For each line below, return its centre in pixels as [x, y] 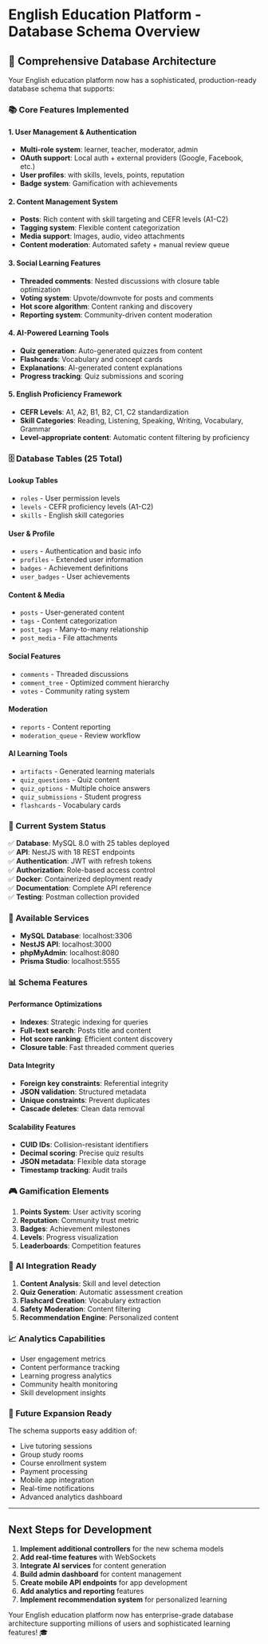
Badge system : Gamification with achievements [99, 183]
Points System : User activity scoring [80, 1211]
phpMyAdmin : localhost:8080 [69, 952]
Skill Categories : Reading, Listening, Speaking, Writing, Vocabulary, [132, 420]
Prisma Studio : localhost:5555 [70, 961]
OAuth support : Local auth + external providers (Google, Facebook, [132, 158]
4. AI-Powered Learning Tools [59, 333]
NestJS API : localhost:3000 [65, 944]
